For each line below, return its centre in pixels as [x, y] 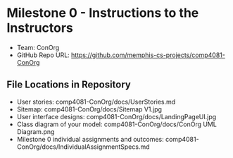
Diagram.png [36, 131]
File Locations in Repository [69, 85]
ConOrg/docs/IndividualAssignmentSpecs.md [83, 147]
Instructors [40, 28]
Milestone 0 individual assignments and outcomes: [90, 139]
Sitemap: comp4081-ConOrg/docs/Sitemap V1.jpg [89, 109]
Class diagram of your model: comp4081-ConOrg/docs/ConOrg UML [117, 124]
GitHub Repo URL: [43, 55]
